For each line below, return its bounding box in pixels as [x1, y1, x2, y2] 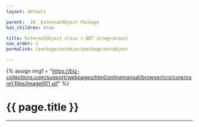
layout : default [6, 8, 46, 15]
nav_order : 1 [6, 41, 38, 47]
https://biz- [52, 68, 80, 74]
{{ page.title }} [6, 101, 79, 114]
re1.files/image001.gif [6, 80, 58, 87]
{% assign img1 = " [6, 68, 53, 74]
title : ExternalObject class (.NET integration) [6, 35, 129, 41]
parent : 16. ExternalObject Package [6, 19, 99, 25]
